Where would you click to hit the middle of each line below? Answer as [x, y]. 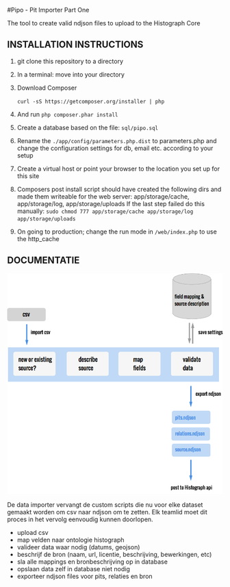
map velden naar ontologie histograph [71, 540]
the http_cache [38, 238]
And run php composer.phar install [67, 114]
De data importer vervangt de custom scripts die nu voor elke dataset [105, 504]
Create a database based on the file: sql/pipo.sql [88, 127]
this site [28, 176]
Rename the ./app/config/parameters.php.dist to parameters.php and [117, 140]
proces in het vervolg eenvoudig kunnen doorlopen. [80, 519]
